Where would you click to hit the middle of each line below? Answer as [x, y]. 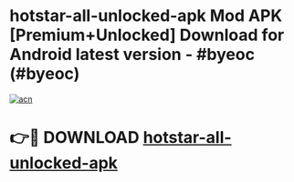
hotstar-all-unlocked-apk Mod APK [146, 16]
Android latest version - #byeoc [132, 55]
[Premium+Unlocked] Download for [147, 35]
